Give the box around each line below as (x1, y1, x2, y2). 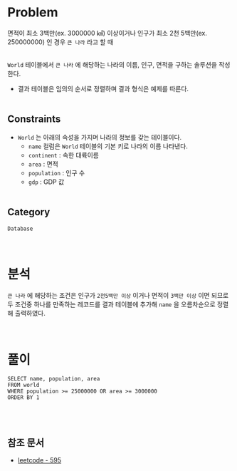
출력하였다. (14, 309, 46, 317)
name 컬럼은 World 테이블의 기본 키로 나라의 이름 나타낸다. (28, 142, 189, 150)
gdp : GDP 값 (28, 177, 65, 186)
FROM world (7, 382, 40, 389)
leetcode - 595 (17, 456, 62, 465)
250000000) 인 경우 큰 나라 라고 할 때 (7, 37, 114, 46)
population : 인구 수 (28, 168, 85, 177)
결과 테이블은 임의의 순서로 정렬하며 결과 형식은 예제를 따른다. (17, 84, 189, 93)
